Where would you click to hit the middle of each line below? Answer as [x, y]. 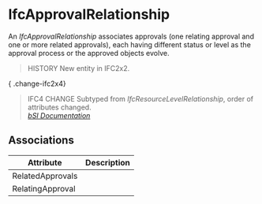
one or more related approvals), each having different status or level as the [129, 44]
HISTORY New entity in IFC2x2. [79, 68]
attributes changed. [60, 107]
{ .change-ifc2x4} [37, 83]
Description [108, 162]
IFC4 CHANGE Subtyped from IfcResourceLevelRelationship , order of [140, 98]
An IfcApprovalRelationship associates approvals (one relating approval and [131, 36]
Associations [41, 141]
